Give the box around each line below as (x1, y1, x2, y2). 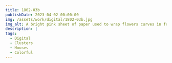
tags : (5, 31, 17, 36)
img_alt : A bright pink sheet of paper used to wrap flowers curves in (5, 21, 161, 27)
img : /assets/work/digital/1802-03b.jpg (5, 17, 93, 22)
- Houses (10, 45, 29, 50)
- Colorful (10, 50, 33, 55)
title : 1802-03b (5, 7, 40, 13)
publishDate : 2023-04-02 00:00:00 (5, 12, 79, 17)
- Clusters (10, 41, 33, 46)
